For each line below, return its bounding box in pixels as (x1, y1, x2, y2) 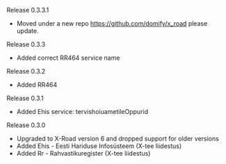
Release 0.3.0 (6, 121, 46, 129)
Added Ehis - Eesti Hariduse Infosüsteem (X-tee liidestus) (16, 142, 182, 150)
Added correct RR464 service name (16, 54, 120, 62)
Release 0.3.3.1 (6, 6, 49, 14)
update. (16, 27, 39, 35)
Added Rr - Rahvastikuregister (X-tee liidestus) (16, 149, 151, 157)
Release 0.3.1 (6, 94, 44, 102)
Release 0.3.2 (6, 67, 46, 75)
